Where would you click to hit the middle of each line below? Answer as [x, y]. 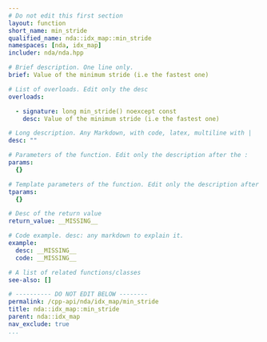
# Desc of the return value [55, 214]
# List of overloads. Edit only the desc [78, 89]
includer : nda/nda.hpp [46, 53]
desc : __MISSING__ [46, 250]
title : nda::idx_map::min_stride [64, 309]
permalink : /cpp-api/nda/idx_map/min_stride [84, 302]
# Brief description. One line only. [71, 68]
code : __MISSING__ [46, 258]
